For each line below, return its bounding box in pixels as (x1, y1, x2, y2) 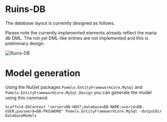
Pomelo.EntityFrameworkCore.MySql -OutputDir (65, 108, 162, 113)
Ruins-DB (5, 3, 46, 15)
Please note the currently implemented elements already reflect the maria (5, 29, 157, 35)
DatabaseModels (5, 113, 37, 118)
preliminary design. (5, 40, 45, 46)
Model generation (5, 67, 81, 79)
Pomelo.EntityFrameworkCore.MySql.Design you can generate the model (5, 89, 152, 95)
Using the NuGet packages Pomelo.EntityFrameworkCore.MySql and (5, 84, 142, 90)
